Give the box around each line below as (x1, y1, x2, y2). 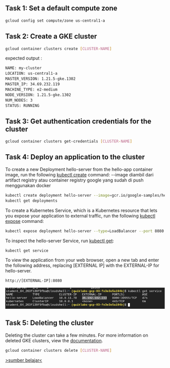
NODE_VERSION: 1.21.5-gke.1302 (5, 92, 71, 98)
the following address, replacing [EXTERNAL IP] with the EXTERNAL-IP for (5, 262, 159, 268)
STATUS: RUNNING (5, 103, 39, 108)
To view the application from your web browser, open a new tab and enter (5, 257, 159, 263)
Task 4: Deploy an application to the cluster (5, 153, 145, 161)
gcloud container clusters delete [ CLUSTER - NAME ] (5, 348, 112, 353)
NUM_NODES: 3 (5, 98, 33, 103)
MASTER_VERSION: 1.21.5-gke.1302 (5, 76, 76, 81)
